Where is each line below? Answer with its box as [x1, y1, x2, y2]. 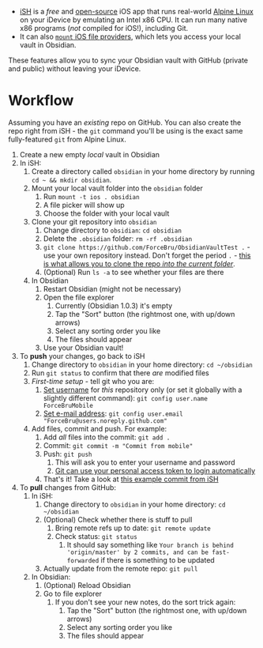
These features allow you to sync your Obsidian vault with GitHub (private [8, 55, 249, 65]
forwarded [66, 556, 100, 564]
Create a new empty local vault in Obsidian [19, 149, 160, 159]
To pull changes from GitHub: [19, 482, 117, 492]
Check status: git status [54, 531, 138, 541]
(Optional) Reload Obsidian [43, 580, 132, 590]
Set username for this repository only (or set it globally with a [43, 385, 242, 394]
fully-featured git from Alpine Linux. [8, 134, 126, 144]
